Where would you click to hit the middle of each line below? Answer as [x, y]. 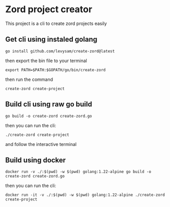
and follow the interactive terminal [41, 144]
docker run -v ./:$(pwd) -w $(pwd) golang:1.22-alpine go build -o [78, 172]
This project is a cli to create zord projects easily [56, 23]
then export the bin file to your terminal [46, 61]
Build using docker [36, 160]
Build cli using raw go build [49, 105]
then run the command [29, 79]
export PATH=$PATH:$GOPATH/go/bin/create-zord [55, 70]
